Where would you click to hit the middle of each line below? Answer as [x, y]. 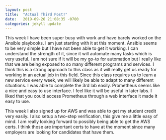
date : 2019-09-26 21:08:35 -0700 [42, 19]
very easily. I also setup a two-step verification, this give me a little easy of [82, 116]
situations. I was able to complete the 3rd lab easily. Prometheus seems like [83, 86]
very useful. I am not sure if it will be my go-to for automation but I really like [83, 59]
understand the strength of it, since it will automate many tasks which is [79, 54]
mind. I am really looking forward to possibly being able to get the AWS [78, 122]
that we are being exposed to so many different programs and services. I [80, 64]
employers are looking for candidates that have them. [60, 132]
